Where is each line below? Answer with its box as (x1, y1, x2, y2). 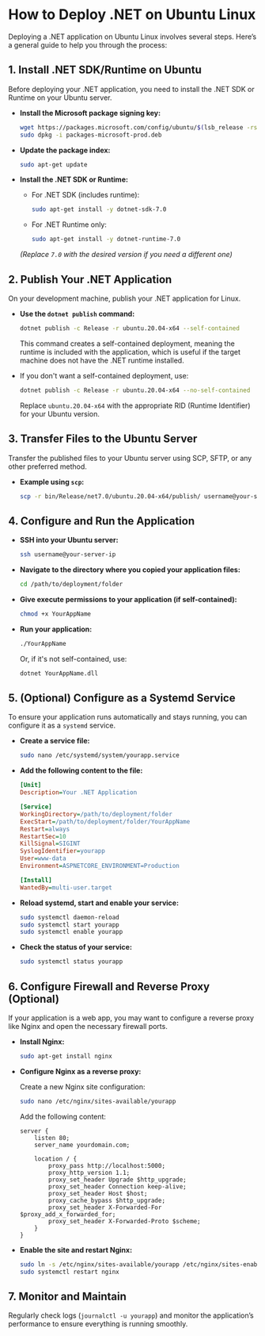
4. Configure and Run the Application (8, 514, 195, 528)
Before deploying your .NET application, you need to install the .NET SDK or (8, 84, 255, 94)
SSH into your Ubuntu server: (19, 536, 119, 545)
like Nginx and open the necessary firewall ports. (8, 1021, 168, 1031)
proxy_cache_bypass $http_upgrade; (48, 1196, 166, 1204)
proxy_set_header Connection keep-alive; (48, 1182, 187, 1191)
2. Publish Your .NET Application (8, 272, 172, 286)
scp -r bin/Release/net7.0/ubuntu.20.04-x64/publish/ (19, 492, 201, 501)
